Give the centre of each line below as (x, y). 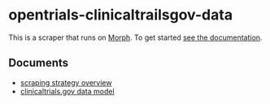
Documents (39, 63)
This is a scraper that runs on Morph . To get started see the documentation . (135, 37)
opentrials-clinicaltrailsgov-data (121, 15)
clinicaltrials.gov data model (67, 91)
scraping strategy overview (66, 82)
